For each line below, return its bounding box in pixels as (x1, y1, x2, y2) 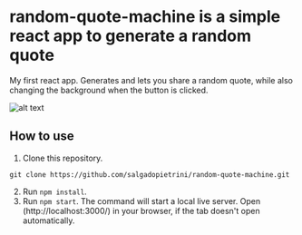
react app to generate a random (9, 25, 252, 46)
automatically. (22, 215, 75, 226)
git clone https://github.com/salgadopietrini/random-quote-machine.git (9, 170, 290, 179)
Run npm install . (22, 186, 88, 197)
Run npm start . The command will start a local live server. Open (22, 195, 261, 206)
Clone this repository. (22, 152, 103, 163)
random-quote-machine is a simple (9, 6, 281, 27)
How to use (9, 129, 74, 144)
